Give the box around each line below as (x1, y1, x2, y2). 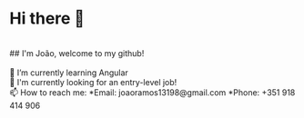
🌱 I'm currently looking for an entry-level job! (9, 76, 177, 87)
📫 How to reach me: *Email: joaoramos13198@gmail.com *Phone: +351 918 (9, 86, 296, 98)
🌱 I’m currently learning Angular (9, 67, 129, 78)
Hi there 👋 (9, 8, 85, 29)
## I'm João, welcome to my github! (9, 47, 145, 58)
